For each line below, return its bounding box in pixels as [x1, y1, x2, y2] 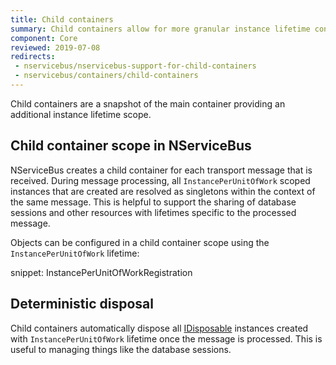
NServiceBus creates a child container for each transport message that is [10, 164, 313, 176]
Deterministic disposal [10, 296, 154, 313]
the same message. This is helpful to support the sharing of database [10, 196, 297, 208]
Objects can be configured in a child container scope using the [10, 236, 270, 248]
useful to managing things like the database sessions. [10, 343, 232, 355]
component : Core [10, 33, 78, 43]
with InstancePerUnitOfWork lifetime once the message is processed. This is [10, 332, 323, 345]
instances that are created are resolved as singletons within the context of [10, 185, 316, 197]
